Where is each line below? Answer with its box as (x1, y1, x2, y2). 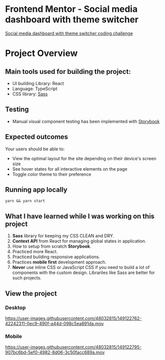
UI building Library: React (12, 80, 64, 86)
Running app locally (5, 185, 68, 194)
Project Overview (5, 48, 78, 59)
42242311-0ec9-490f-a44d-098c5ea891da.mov (5, 320, 104, 326)
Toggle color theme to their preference (12, 171, 91, 177)
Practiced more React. (12, 249, 58, 255)
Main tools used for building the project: (5, 67, 131, 76)
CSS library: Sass (12, 90, 48, 97)
